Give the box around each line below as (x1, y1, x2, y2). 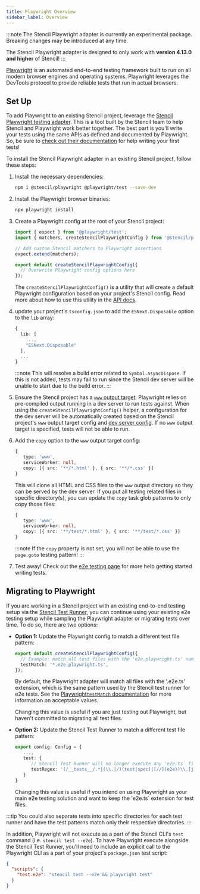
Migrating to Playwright (6, 586, 96, 596)
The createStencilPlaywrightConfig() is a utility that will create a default (14, 284, 194, 291)
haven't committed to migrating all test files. (14, 715, 123, 722)
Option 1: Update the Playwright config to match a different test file (14, 633, 180, 640)
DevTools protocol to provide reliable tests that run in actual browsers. (6, 79, 179, 86)
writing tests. (14, 569, 47, 577)
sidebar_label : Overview (6, 14, 68, 20)
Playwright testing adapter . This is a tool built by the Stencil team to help (6, 119, 183, 126)
